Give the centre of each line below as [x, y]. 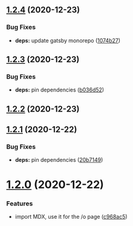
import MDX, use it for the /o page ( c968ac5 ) [71, 216]
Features [20, 204]
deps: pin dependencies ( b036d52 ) [60, 90]
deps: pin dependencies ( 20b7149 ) [59, 160]
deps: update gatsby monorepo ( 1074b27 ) [68, 40]
